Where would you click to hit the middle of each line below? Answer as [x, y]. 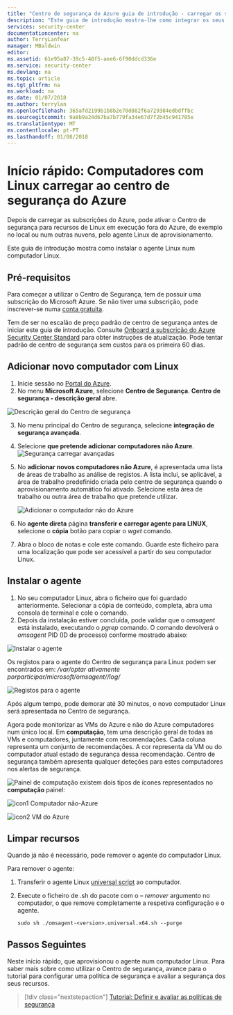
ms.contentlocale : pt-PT [43, 130]
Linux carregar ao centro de [88, 186]
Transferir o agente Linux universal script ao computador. [99, 882]
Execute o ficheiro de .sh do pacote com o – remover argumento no [113, 896]
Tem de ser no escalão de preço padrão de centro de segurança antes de [113, 322]
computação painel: [36, 789]
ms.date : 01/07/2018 [37, 98]
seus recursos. [28, 984]
